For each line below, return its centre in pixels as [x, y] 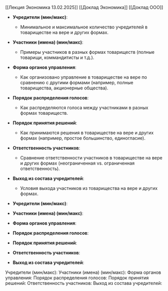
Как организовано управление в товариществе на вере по [83, 77]
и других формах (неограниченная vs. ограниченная [77, 163]
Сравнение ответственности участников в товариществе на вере [91, 158]
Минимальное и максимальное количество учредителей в [84, 27]
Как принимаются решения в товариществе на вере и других [87, 133]
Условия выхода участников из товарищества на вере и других [89, 188]
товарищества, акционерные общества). [64, 88]
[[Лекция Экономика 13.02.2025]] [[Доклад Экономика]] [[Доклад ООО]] [84, 7]
